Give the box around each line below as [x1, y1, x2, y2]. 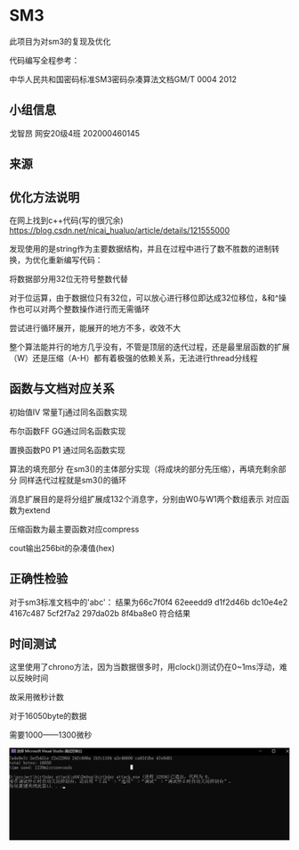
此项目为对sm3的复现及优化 [9, 36, 111, 46]
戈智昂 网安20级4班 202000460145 [9, 128, 141, 138]
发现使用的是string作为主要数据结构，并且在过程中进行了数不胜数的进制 [9, 243, 272, 254]
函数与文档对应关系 [9, 381, 115, 397]
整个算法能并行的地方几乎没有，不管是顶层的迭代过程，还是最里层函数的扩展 [9, 341, 290, 352]
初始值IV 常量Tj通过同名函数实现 [9, 407, 127, 417]
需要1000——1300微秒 [9, 730, 93, 740]
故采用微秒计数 [9, 692, 64, 703]
